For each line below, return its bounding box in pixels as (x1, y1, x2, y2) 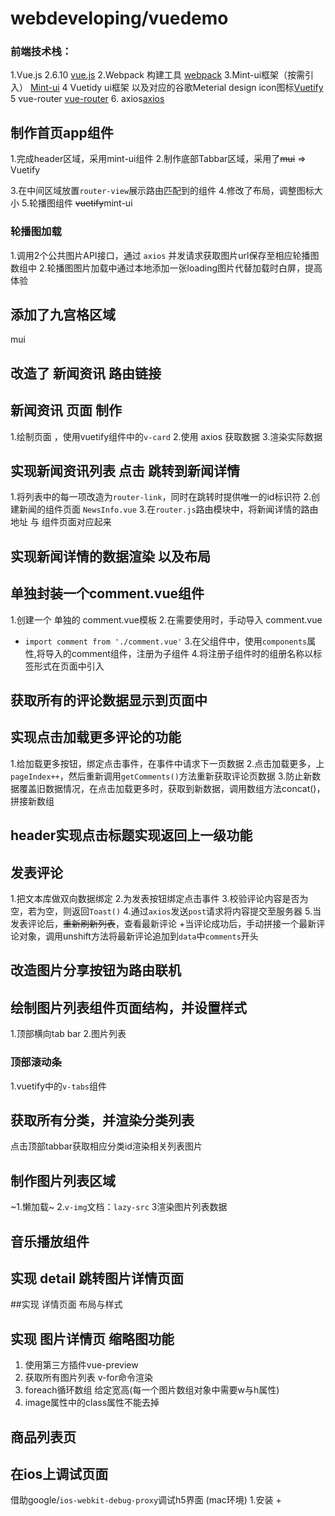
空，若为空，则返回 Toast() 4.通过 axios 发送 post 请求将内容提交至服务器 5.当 (10, 905, 322, 917)
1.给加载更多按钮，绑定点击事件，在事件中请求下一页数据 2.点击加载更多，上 (10, 757, 325, 769)
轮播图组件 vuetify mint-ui (28, 197, 133, 209)
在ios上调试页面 (10, 1465, 109, 1482)
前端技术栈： (10, 45, 73, 59)
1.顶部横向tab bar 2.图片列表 (10, 1028, 127, 1040)
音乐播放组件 (10, 1233, 90, 1250)
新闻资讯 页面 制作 (10, 402, 122, 419)
